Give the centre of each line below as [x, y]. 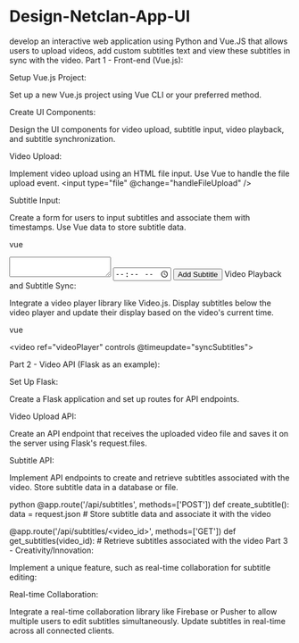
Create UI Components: [53, 112]
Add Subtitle [198, 274]
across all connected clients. [62, 630]
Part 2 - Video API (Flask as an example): [85, 364]
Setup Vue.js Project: [48, 77]
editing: [23, 577]
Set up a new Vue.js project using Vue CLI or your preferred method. [135, 95]
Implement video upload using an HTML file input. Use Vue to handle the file [149, 173]
